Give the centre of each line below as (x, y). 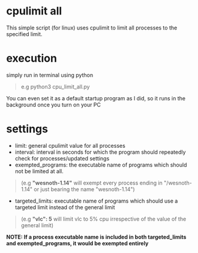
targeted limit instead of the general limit (65, 207)
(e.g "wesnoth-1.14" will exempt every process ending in (92, 183)
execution (31, 59)
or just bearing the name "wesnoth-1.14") (84, 189)
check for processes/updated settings (62, 158)
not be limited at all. (39, 171)
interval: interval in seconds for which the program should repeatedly (100, 152)
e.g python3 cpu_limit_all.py (55, 87)
